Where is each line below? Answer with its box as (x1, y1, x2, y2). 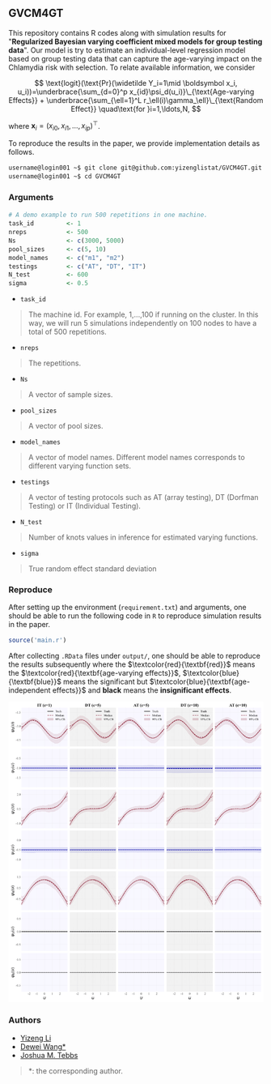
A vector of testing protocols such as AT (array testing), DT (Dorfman (28, 493, 259, 502)
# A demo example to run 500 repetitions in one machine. (8, 211, 208, 220)
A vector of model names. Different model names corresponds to (28, 453, 245, 463)
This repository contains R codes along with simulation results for (8, 28, 227, 37)
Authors (8, 1014, 42, 1026)
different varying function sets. (28, 461, 132, 471)
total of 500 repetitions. (28, 327, 107, 337)
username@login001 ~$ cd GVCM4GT (8, 173, 121, 181)
